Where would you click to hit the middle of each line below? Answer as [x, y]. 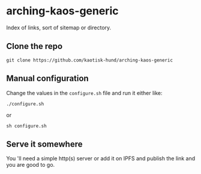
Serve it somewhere [44, 144]
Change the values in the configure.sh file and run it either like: [85, 93]
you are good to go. [31, 165]
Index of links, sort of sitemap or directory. [59, 28]
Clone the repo [34, 46]
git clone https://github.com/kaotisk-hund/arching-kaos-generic [89, 60]
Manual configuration [47, 79]
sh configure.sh [26, 126]
